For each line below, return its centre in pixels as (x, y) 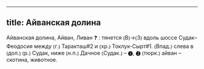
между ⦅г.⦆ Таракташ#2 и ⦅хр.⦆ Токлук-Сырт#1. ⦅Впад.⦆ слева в (114, 46)
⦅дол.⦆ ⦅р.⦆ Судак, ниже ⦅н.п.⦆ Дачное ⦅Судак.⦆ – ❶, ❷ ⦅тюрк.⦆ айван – (94, 53)
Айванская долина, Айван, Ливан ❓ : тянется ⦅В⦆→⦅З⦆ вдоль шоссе (92, 37)
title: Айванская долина (54, 22)
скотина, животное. (32, 59)
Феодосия (19, 46)
